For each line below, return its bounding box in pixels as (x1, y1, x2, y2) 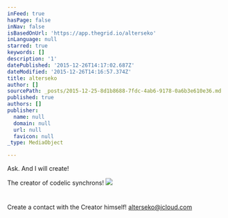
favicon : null (13, 133, 54, 140)
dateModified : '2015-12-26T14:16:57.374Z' (7, 68, 132, 75)
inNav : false (7, 23, 45, 30)
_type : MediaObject (7, 140, 64, 146)
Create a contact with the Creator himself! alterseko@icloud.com (7, 203, 193, 212)
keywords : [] (7, 49, 45, 56)
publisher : (7, 107, 39, 114)
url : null (13, 126, 42, 133)
